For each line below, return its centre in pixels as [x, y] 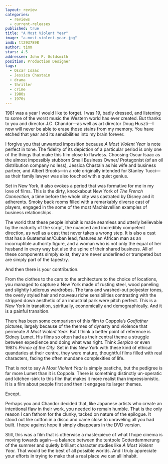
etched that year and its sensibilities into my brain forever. [65, 134]
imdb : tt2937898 [22, 43]
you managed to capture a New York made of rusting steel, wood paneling [82, 285]
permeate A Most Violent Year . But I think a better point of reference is [78, 332]
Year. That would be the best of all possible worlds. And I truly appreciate [81, 451]
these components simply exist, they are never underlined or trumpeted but [83, 254]
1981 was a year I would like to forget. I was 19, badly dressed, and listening [83, 113]
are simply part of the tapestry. [37, 260]
